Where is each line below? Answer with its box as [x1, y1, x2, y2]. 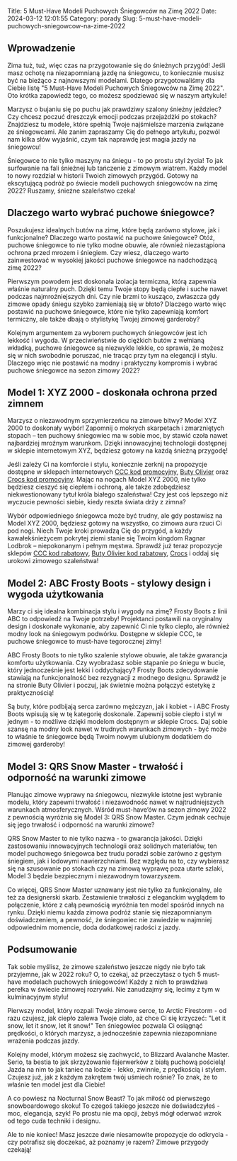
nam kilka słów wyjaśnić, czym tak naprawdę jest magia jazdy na [7, 135, 197, 143]
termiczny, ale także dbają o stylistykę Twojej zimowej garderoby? [7, 315, 200, 323]
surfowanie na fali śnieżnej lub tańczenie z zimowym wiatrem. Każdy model [7, 164, 228, 172]
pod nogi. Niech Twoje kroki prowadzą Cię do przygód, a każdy [7, 526, 192, 535]
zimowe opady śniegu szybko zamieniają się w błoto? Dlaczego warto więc [7, 300, 226, 308]
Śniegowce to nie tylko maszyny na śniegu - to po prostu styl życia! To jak [7, 156, 224, 164]
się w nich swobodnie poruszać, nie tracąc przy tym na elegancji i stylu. [7, 351, 218, 359]
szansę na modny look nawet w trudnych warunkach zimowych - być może [7, 725, 227, 733]
